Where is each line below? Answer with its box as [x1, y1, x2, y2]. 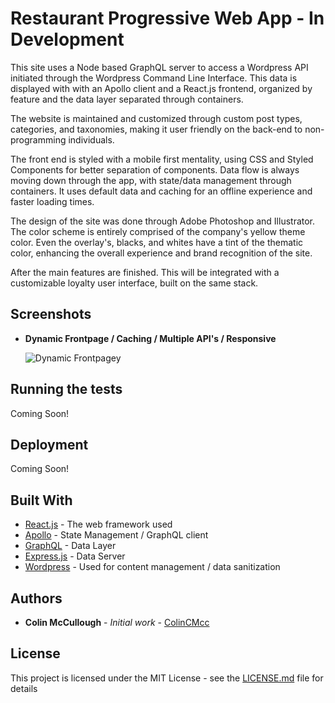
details [10, 682, 38, 694]
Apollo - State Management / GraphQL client [24, 529, 209, 541]
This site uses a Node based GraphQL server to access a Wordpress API [10, 61, 309, 73]
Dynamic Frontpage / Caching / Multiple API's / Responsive [24, 332, 277, 344]
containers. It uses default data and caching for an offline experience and [10, 185, 313, 197]
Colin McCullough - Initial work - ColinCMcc [24, 617, 210, 628]
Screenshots [10, 306, 92, 323]
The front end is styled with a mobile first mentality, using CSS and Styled [10, 153, 314, 165]
